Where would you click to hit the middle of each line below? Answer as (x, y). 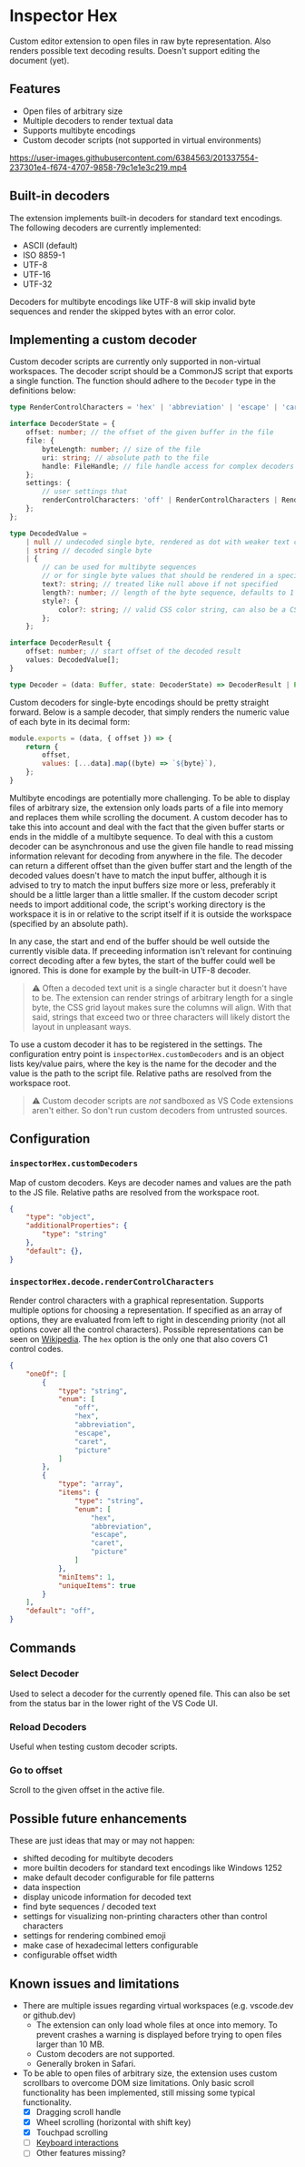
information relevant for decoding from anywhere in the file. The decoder (146, 856)
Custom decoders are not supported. (105, 2054)
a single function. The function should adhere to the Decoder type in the (143, 381)
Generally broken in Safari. (86, 2064)
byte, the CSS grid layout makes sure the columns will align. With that (162, 1007)
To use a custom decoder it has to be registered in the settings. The (136, 1044)
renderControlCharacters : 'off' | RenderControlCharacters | (160, 500)
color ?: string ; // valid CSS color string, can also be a (172, 610)
